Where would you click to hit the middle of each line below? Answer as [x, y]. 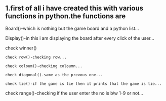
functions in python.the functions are [66, 16]
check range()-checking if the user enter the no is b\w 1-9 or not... [74, 93]
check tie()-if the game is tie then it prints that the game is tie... [84, 84]
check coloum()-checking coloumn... [44, 66]
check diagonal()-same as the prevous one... [54, 75]
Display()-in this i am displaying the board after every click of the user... [80, 38]
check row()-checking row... [36, 57]
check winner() [21, 48]
